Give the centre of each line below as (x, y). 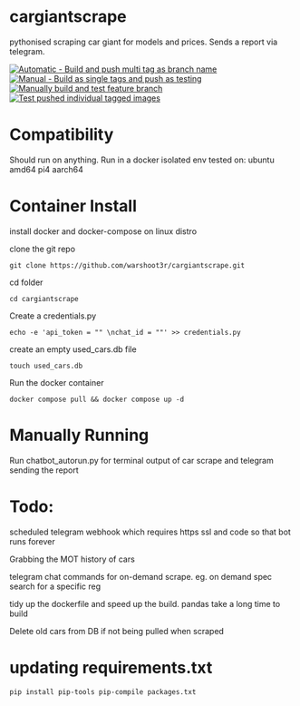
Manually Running (79, 435)
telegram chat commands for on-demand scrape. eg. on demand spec (141, 576)
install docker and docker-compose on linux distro (103, 231)
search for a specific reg (55, 586)
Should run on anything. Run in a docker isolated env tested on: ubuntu (142, 160)
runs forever (33, 541)
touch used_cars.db (46, 366)
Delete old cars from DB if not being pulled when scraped (117, 631)
